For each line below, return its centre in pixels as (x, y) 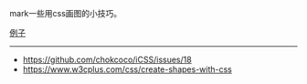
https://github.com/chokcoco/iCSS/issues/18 (107, 59)
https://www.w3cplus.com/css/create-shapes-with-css (127, 69)
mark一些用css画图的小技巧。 (66, 13)
